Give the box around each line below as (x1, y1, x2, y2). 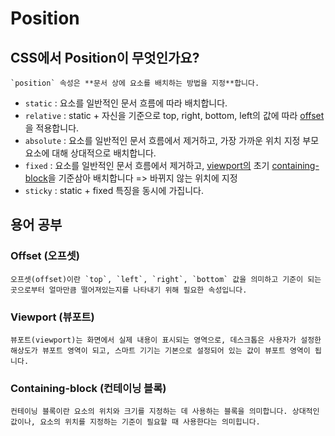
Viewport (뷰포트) (10, 310, 95, 324)
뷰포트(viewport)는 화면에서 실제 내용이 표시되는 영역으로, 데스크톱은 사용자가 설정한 (10, 335, 322, 345)
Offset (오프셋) (10, 249, 80, 263)
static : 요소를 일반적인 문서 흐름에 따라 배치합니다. (24, 97, 228, 109)
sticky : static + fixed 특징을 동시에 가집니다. (24, 185, 204, 196)
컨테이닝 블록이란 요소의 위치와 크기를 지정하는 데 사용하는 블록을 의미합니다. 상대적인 (10, 407, 320, 417)
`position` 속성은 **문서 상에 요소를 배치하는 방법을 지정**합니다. (10, 78, 260, 88)
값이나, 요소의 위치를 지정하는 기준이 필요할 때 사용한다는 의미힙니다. (10, 417, 261, 427)
